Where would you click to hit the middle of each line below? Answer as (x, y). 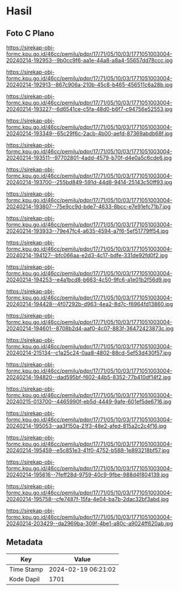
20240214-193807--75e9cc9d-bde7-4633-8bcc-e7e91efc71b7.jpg (89, 206)
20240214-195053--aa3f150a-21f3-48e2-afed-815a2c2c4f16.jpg (86, 426)
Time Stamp (26, 569)
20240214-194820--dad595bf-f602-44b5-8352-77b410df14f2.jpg (89, 377)
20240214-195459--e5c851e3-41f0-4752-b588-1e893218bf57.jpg (88, 450)
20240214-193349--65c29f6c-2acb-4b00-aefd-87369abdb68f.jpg (89, 133)
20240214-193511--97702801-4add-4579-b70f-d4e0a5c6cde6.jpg (89, 158)
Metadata (25, 542)
